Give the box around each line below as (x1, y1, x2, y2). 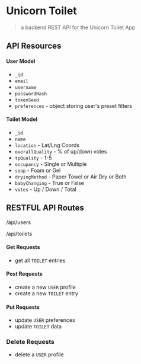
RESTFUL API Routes (6, 203, 85, 213)
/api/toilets (6, 230, 33, 237)
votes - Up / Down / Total (14, 186, 76, 193)
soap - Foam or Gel (14, 167, 61, 174)
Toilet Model (6, 116, 37, 123)
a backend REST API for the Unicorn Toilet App (20, 24, 136, 31)
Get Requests (6, 244, 40, 251)
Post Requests (6, 270, 43, 277)
